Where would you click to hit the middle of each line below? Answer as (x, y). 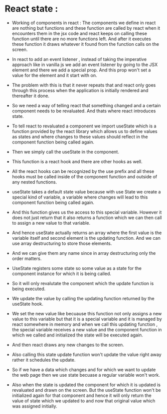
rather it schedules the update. (44, 360)
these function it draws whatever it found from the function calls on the (85, 44)
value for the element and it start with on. (54, 75)
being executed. (29, 289)
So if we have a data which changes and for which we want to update (84, 369)
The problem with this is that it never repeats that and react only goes (84, 85)
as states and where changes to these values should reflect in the (80, 136)
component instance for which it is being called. (61, 273)
